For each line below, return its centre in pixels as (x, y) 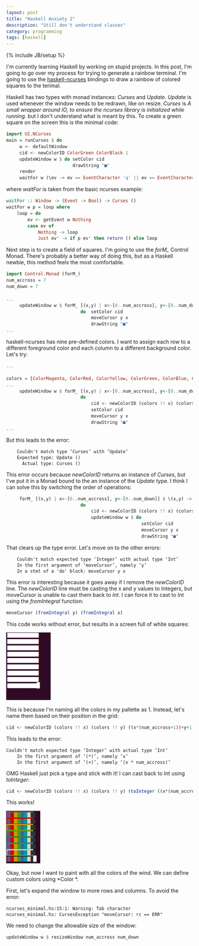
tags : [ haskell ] (26, 38)
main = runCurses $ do (34, 140)
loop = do (29, 213)
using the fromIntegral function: (45, 601)
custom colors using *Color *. (42, 879)
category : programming (34, 31)
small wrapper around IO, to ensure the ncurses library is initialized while (95, 110)
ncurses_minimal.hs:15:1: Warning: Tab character (69, 909)
